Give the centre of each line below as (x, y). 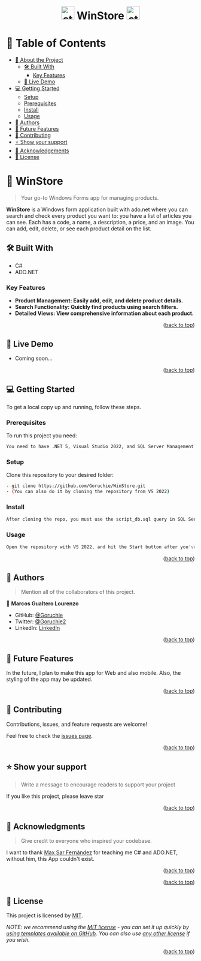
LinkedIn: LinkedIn (37, 628)
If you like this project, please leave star (55, 796)
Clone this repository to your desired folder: (60, 475)
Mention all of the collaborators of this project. (78, 592)
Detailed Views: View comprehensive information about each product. (104, 313)
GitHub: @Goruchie (39, 615)
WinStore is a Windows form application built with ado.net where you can (97, 209)
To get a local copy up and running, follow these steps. (74, 407)
